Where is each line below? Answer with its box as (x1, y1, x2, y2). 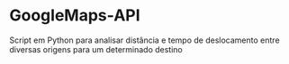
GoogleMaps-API (9, 5, 141, 26)
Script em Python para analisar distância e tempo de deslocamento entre (9, 35, 281, 45)
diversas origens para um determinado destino (9, 44, 183, 54)
